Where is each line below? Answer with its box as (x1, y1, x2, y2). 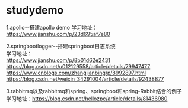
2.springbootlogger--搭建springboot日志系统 (6, 42, 116, 50)
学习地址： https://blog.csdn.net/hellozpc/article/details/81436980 (6, 95, 168, 102)
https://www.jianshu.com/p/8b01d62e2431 (6, 57, 111, 64)
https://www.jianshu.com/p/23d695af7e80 (6, 30, 111, 37)
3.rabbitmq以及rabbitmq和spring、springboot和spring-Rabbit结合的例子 (6, 87, 182, 94)
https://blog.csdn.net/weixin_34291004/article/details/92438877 (6, 75, 164, 83)
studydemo (6, 4, 64, 17)
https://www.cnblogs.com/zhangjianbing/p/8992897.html (6, 69, 146, 76)
